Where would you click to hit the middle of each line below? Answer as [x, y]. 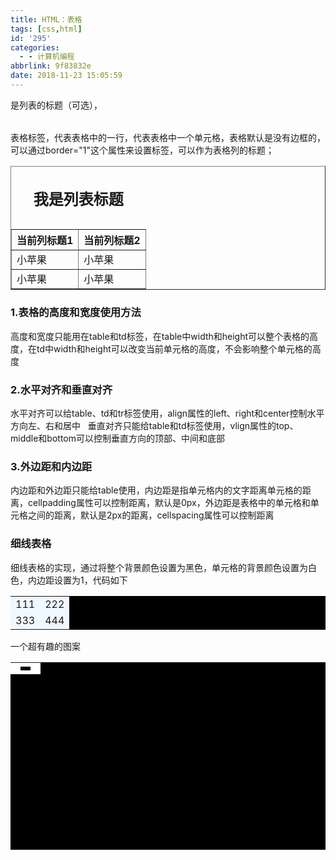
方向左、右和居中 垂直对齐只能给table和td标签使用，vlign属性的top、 [154, 425]
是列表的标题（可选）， [56, 105]
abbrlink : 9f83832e [51, 66]
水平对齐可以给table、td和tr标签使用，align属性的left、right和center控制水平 [167, 413]
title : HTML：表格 [46, 19]
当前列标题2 [112, 241]
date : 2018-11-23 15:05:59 [66, 76]
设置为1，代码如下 [90, 580]
